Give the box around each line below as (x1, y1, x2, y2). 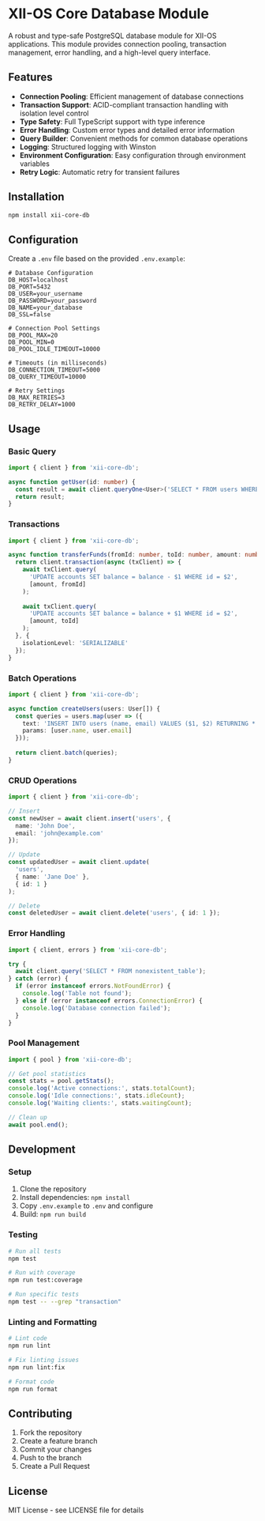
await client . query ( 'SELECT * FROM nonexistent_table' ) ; (15, 968, 207, 976)
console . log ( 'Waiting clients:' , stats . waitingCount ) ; (8, 1100, 192, 1108)
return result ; (15, 493, 65, 500)
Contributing (8, 1406, 73, 1420)
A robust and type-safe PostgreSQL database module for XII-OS (8, 31, 217, 40)
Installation (8, 191, 65, 204)
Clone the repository (19, 1184, 87, 1194)
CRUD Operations (8, 775, 77, 786)
